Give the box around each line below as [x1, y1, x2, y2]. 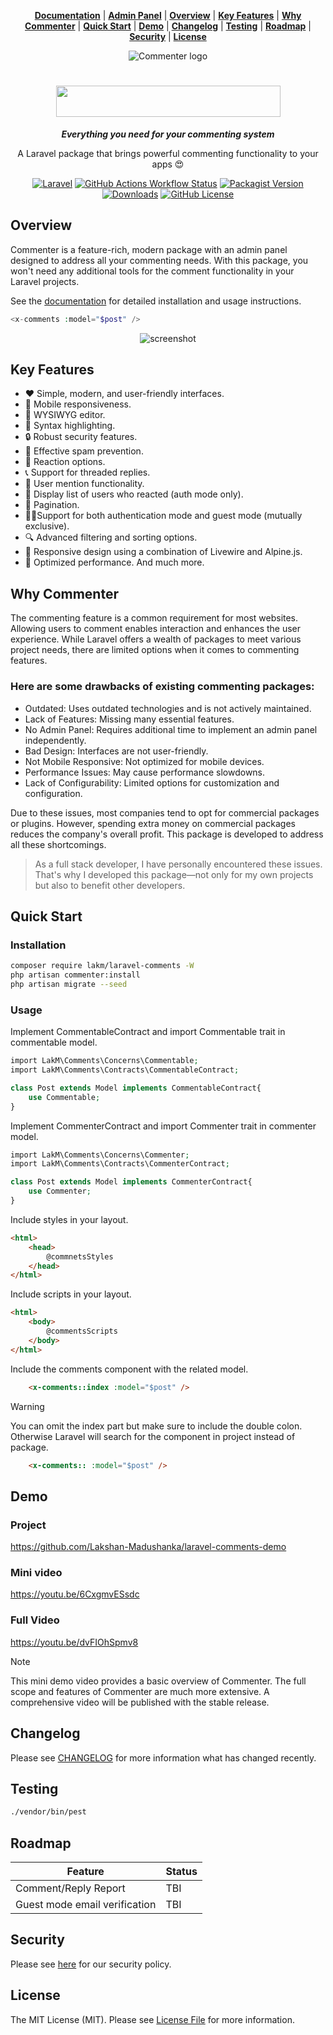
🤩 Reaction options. [24, 456, 106, 468]
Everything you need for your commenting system [61, 128, 275, 140]
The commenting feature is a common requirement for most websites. [10, 612, 299, 624]
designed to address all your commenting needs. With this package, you [10, 254, 309, 266]
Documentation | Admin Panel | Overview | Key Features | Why [34, 10, 302, 21]
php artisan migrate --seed [10, 979, 128, 989]
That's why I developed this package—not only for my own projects [34, 868, 314, 880]
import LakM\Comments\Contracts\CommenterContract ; [10, 1159, 230, 1169]
